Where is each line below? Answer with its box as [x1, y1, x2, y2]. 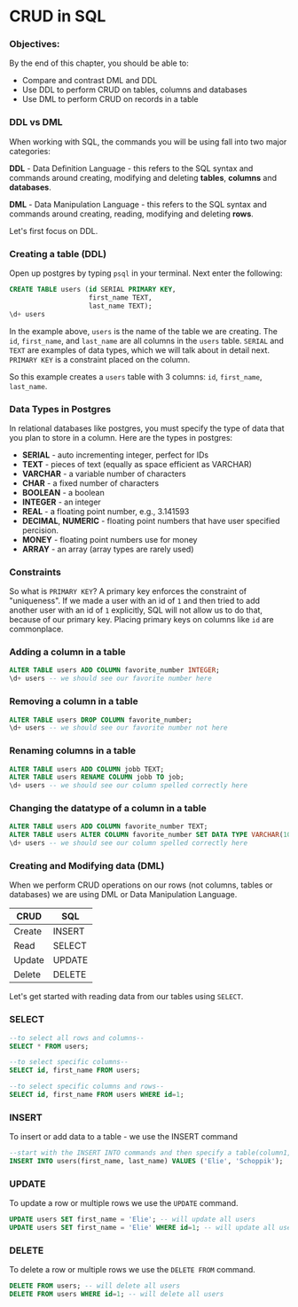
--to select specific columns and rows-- [9, 1082, 165, 1092]
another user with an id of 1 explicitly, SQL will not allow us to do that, [9, 605, 263, 615]
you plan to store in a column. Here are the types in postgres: [9, 432, 233, 442]
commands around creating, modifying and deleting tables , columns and [9, 172, 278, 183]
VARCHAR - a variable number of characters [21, 468, 186, 479]
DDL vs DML [9, 116, 63, 129]
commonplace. [9, 623, 64, 635]
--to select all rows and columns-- [9, 1033, 145, 1043]
